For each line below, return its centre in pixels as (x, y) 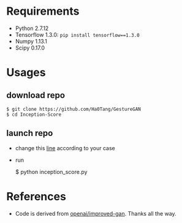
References (36, 196)
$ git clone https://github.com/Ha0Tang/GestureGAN (74, 109)
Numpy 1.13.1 (31, 41)
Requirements (43, 11)
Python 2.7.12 (32, 28)
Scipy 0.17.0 (30, 48)
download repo (36, 95)
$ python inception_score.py (51, 172)
